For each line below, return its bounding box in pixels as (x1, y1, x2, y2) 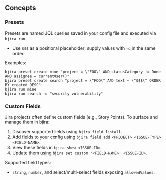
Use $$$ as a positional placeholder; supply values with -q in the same (12, 45, 156, 51)
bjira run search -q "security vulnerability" (5, 91, 103, 96)
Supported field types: (5, 159, 51, 165)
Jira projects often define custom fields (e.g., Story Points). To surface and (5, 114, 158, 120)
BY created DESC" (5, 82, 41, 87)
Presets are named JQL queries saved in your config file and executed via (5, 30, 156, 36)
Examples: (5, 60, 26, 66)
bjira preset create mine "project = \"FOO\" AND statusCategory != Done (5, 69, 161, 74)
